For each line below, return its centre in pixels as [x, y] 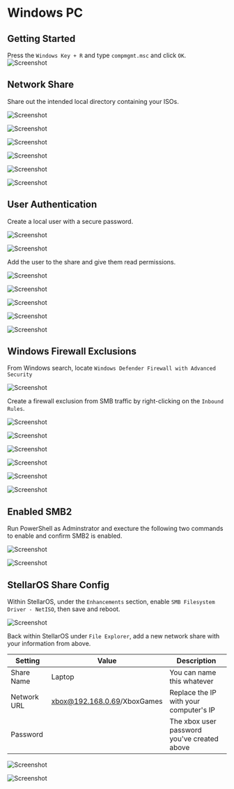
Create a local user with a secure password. [70, 221]
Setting [28, 661]
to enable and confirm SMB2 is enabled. [65, 536]
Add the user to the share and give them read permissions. [92, 262]
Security [20, 375]
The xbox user [193, 721]
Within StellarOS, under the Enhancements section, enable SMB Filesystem [111, 602]
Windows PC [45, 13]
